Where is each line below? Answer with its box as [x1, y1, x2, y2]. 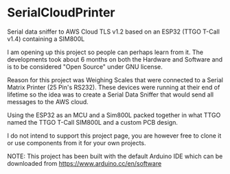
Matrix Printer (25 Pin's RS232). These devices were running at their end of [7, 83, 220, 91]
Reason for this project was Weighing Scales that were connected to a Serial [7, 75, 223, 84]
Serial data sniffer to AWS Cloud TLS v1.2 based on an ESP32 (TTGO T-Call [7, 27, 220, 36]
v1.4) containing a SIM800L [7, 34, 85, 42]
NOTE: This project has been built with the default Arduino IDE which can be [7, 152, 223, 160]
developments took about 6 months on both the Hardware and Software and [7, 55, 223, 63]
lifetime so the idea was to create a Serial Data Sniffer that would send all [7, 90, 214, 99]
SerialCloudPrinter [7, 5, 115, 21]
